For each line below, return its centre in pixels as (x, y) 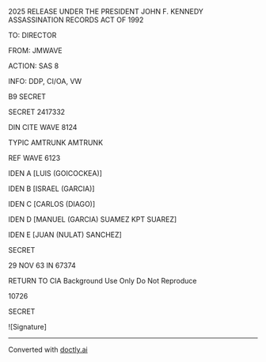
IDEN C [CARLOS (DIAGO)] (52, 204)
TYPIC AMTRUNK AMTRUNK (56, 143)
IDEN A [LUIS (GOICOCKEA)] (55, 173)
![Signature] (28, 327)
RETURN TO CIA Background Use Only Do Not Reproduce (103, 281)
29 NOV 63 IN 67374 (42, 265)
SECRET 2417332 (37, 112)
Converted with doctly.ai (48, 349)
